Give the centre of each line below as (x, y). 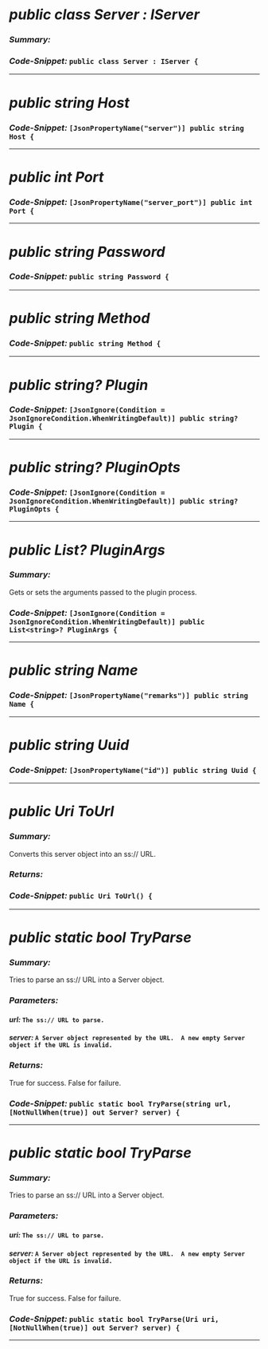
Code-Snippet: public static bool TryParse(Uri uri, (114, 1319)
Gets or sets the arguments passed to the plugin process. (103, 592)
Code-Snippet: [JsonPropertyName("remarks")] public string (129, 696)
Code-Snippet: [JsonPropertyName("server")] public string (127, 128)
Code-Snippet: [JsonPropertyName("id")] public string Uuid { (133, 770)
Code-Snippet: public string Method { (85, 343)
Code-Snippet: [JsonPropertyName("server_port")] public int (131, 202)
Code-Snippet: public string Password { (89, 277)
